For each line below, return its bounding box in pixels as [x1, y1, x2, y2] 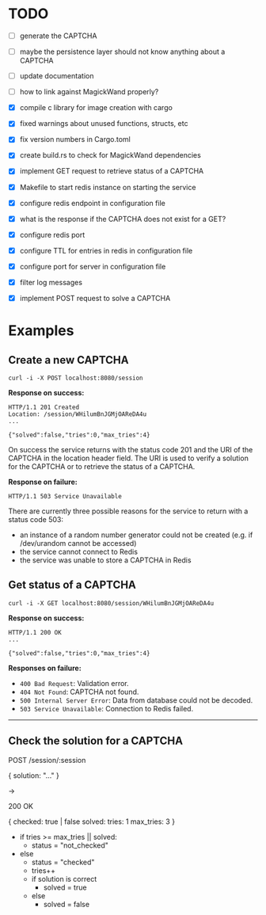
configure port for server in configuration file [19, 261, 166, 271]
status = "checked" [31, 857, 95, 867]
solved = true [43, 883, 87, 892]
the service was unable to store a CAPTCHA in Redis [19, 555, 192, 565]
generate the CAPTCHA [19, 31, 97, 40]
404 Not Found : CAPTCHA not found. [19, 687, 139, 696]
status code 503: [8, 515, 63, 524]
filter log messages [19, 277, 83, 287]
